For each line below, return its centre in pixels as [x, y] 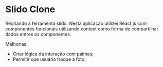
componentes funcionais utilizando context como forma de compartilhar [82, 28]
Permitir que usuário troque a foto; [49, 59]
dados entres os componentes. [38, 34]
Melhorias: [16, 44]
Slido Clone [30, 9]
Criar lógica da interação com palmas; [53, 54]
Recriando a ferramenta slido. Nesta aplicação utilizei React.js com [76, 23]
